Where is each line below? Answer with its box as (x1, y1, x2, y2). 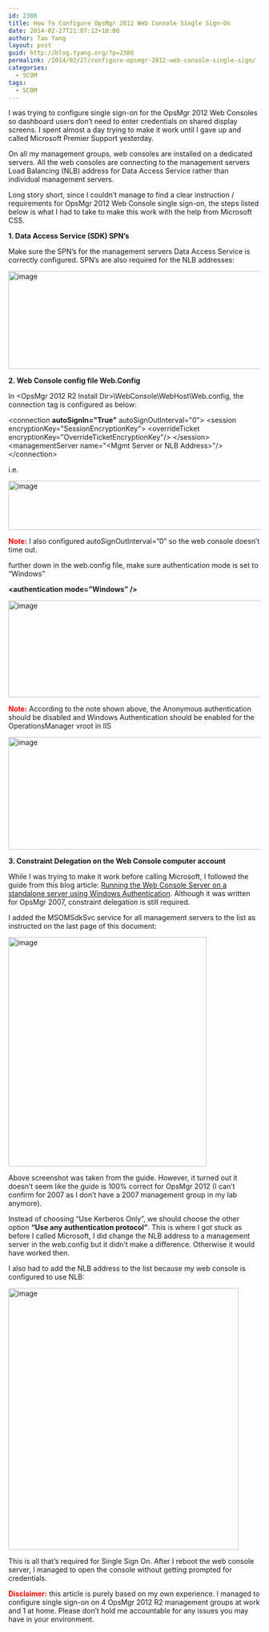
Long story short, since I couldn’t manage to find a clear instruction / (8, 190, 235, 200)
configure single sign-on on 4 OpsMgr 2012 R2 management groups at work (8, 1598, 260, 1607)
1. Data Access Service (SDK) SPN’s (8, 231, 130, 241)
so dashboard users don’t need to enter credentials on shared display (8, 117, 238, 127)
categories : (8, 64, 48, 72)
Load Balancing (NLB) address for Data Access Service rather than (8, 166, 229, 176)
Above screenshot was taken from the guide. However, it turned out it (8, 1173, 238, 1183)
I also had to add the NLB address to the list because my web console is (8, 1264, 246, 1273)
